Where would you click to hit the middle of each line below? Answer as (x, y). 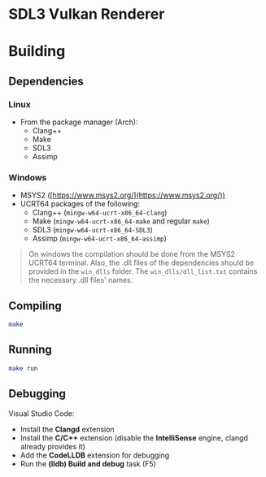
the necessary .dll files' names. (81, 280)
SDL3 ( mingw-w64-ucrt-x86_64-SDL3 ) (92, 230)
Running (31, 350)
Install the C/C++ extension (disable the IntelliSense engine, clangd (134, 438)
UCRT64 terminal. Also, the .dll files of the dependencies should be (141, 263)
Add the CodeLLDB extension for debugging (95, 455)
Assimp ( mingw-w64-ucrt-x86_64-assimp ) (99, 238)
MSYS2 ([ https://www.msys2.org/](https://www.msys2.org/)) (122, 195)
